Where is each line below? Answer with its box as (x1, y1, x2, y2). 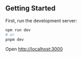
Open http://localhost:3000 (5, 46, 63, 52)
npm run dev (5, 27, 31, 33)
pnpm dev (5, 37, 24, 42)
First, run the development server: (5, 17, 77, 23)
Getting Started (5, 4, 56, 13)
